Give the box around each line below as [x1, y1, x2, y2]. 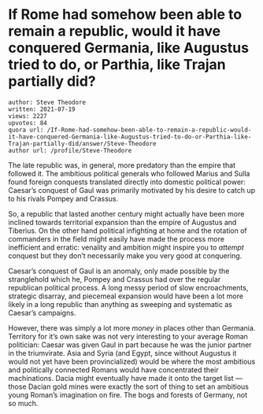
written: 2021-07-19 [8, 105, 76, 113]
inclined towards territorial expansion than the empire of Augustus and [8, 217, 237, 227]
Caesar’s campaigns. [8, 308, 76, 317]
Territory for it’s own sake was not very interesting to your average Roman [8, 331, 248, 341]
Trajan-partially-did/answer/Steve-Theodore [8, 139, 157, 147]
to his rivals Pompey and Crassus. [8, 194, 119, 203]
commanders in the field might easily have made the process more [8, 234, 224, 243]
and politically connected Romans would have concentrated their [8, 364, 219, 375]
